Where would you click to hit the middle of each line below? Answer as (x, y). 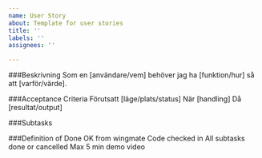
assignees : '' (32, 45)
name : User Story (37, 16)
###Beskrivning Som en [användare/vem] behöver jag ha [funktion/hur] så (131, 75)
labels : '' (26, 38)
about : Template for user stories (66, 23)
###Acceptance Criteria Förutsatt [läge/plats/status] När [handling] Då (125, 99)
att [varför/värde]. (38, 84)
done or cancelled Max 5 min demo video (77, 147)
